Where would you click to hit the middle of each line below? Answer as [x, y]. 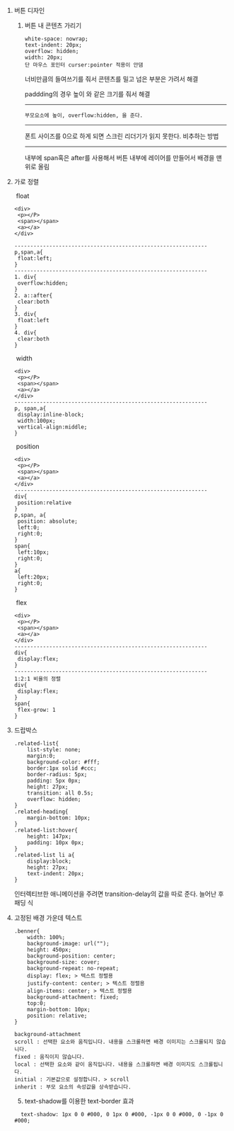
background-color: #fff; [64, 762]
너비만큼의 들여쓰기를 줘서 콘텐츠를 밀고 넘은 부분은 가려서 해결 [111, 79]
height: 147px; [49, 836]
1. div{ [25, 277]
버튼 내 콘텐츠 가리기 [53, 25]
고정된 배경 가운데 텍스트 [48, 918]
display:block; [49, 861]
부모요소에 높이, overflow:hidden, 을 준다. [84, 115]
